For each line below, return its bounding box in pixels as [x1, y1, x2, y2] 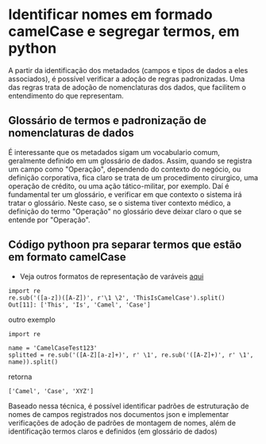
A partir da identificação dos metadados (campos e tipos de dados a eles [8, 65, 249, 75]
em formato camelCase [8, 250, 126, 264]
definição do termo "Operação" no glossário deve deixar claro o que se [8, 207, 242, 216]
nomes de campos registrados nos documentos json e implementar [8, 409, 229, 419]
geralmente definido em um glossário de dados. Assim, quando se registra [8, 156, 253, 165]
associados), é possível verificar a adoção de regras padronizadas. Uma [8, 74, 245, 83]
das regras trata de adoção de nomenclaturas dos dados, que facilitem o [8, 82, 246, 92]
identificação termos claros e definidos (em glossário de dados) [8, 427, 218, 436]
